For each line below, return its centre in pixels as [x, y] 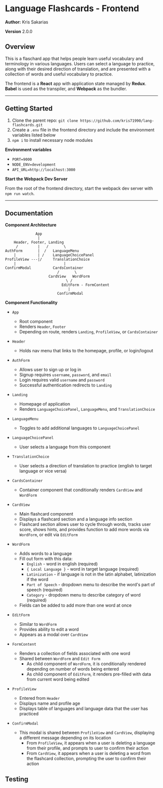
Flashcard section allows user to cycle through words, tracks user [85, 524]
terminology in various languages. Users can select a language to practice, [80, 63]
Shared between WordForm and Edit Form [60, 659]
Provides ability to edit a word [49, 630]
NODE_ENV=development [34, 164]
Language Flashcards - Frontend [72, 9]
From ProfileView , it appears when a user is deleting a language [91, 743]
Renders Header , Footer [43, 327]
